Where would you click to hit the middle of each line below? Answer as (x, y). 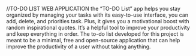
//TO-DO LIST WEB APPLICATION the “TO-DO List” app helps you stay (94, 9)
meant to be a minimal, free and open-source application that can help (93, 40)
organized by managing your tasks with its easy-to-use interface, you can (97, 15)
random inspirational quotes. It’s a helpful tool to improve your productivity (98, 27)
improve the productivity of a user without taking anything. (79, 46)
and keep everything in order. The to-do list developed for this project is (95, 34)
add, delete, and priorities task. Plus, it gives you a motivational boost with (98, 21)
